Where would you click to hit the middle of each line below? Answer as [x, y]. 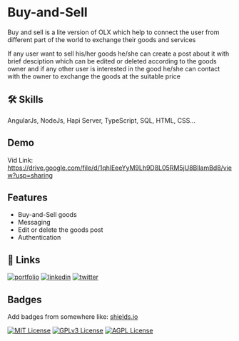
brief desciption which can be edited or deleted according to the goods [112, 61]
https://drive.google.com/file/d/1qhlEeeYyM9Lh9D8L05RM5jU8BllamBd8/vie [120, 168]
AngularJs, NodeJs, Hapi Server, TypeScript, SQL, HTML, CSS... [102, 120]
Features [27, 197]
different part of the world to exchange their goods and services [102, 39]
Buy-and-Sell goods [47, 215]
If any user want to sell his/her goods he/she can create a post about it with [118, 54]
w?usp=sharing [30, 175]
